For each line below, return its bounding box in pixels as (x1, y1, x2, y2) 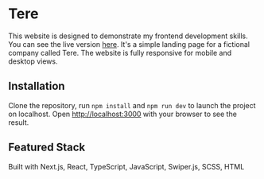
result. (8, 117, 29, 127)
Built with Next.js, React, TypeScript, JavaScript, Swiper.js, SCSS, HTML (8, 161, 245, 171)
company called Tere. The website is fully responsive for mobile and (8, 48, 232, 57)
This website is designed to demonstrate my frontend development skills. (8, 31, 248, 41)
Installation (8, 80, 65, 93)
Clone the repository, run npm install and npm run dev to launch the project (8, 100, 256, 110)
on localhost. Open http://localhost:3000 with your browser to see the (8, 109, 237, 119)
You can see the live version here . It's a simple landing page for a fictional (8, 39, 250, 49)
